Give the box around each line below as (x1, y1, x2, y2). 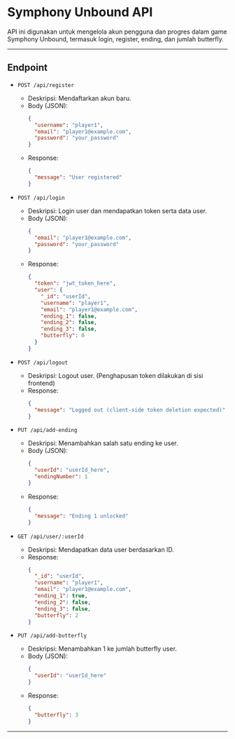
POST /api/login (17, 194, 65, 201)
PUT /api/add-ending (17, 427, 78, 434)
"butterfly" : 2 (34, 611, 79, 619)
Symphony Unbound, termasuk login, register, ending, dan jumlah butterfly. (7, 34, 224, 43)
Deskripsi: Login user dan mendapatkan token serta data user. (27, 206, 208, 215)
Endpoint (7, 62, 48, 74)
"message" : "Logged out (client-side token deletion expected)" (34, 406, 226, 414)
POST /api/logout (17, 359, 69, 366)
